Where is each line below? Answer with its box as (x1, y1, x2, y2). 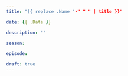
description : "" (6, 30, 46, 36)
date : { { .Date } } (6, 19, 51, 25)
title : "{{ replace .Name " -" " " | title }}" (6, 8, 123, 15)
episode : (6, 51, 28, 57)
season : (6, 40, 25, 46)
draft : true (6, 61, 35, 67)
